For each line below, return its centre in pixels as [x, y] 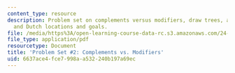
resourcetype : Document [42, 46]
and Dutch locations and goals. [61, 26]
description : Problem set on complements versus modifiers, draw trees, [115, 20]
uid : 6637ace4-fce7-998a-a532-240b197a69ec [72, 59]
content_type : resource [42, 14]
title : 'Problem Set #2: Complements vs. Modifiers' [86, 53]
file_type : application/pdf [48, 40]
